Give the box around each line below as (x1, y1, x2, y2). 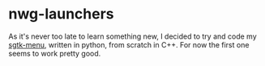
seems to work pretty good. (8, 48, 101, 58)
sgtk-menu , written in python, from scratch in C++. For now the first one (8, 39, 250, 49)
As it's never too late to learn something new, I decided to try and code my (8, 31, 257, 41)
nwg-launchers (8, 5, 115, 23)
